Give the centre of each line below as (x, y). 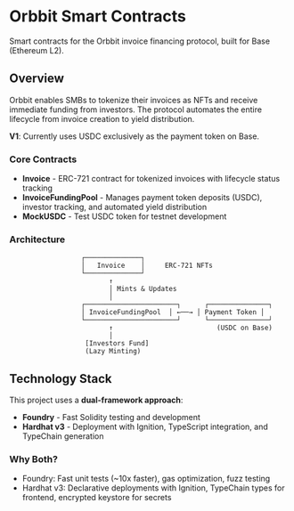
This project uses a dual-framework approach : (96, 400)
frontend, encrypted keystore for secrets (97, 498)
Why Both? (33, 459)
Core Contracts (43, 159)
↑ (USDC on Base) (191, 328)
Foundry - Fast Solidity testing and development (111, 418)
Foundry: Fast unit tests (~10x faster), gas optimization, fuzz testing (146, 479)
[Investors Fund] (117, 344)
